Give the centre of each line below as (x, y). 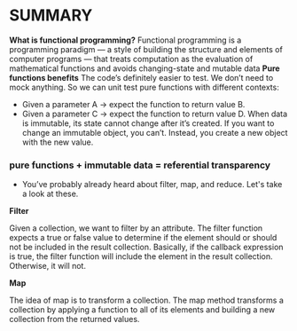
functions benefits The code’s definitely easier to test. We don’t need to (141, 77)
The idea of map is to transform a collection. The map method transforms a (146, 300)
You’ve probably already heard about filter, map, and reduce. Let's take (152, 185)
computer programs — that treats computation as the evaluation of (131, 59)
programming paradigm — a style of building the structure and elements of (146, 49)
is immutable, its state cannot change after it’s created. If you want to (148, 123)
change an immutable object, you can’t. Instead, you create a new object (155, 132)
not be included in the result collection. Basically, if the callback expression (146, 247)
